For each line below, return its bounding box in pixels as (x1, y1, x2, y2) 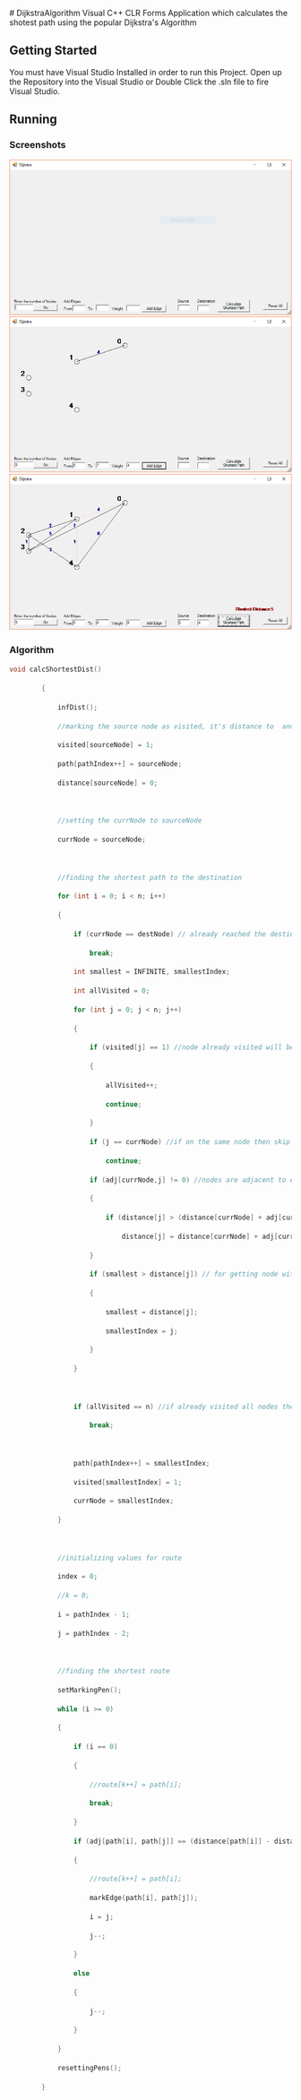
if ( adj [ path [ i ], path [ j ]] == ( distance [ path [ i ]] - (73, 1837, 271, 1846)
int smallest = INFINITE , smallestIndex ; (73, 968, 230, 977)
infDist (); (56, 702, 99, 711)
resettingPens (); (56, 2063, 123, 2072)
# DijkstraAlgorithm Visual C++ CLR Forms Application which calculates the (9, 8, 288, 18)
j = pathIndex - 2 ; (56, 1629, 130, 1638)
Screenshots (9, 139, 66, 151)
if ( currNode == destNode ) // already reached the (73, 929, 267, 939)
